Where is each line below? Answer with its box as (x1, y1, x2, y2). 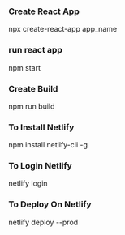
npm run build (8, 101, 55, 111)
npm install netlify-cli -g (8, 140, 88, 150)
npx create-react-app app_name (8, 24, 118, 34)
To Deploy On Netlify (8, 199, 92, 210)
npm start (8, 62, 41, 72)
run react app (8, 45, 63, 56)
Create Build (8, 83, 58, 94)
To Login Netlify (8, 160, 73, 172)
